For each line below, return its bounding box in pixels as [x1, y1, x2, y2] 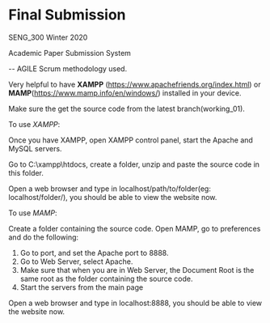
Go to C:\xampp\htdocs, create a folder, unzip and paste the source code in [8, 159, 260, 169]
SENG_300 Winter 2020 [8, 32, 88, 42]
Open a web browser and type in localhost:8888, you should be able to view [8, 298, 263, 308]
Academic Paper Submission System [8, 48, 132, 57]
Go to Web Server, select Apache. [19, 257, 133, 266]
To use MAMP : [8, 208, 57, 218]
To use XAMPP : [8, 119, 61, 129]
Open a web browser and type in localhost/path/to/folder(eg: [8, 184, 212, 193]
